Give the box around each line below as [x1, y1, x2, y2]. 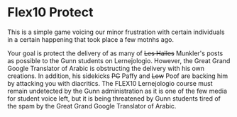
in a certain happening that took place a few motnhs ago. [7, 35, 174, 43]
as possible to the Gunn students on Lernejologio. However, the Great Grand [7, 56, 231, 65]
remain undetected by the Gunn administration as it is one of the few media [7, 87, 227, 95]
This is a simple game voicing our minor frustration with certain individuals [7, 28, 225, 36]
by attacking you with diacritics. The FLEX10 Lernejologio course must [7, 79, 213, 87]
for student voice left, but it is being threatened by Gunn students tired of [7, 94, 221, 103]
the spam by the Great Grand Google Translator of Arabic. [7, 101, 177, 110]
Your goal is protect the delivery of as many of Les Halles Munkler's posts [7, 49, 224, 57]
